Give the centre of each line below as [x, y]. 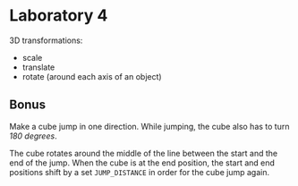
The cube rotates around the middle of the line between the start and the [144, 153]
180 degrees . [33, 136]
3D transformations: [46, 40]
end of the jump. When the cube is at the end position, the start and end [142, 163]
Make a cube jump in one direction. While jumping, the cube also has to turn [149, 126]
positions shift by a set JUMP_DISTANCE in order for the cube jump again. [140, 172]
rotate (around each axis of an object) [92, 76]
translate [38, 67]
